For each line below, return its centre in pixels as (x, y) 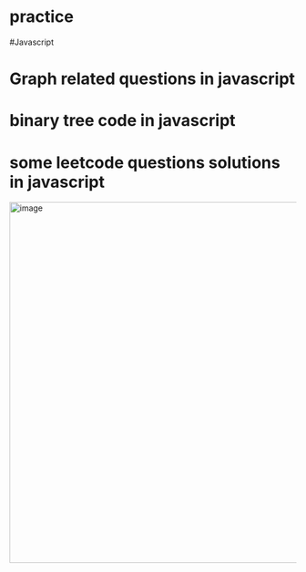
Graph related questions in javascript (153, 79)
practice (42, 17)
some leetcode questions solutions (145, 162)
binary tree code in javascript (122, 121)
